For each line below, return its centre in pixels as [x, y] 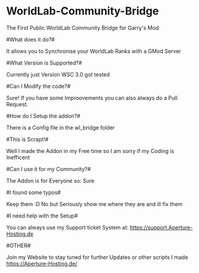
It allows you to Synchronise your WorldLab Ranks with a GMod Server [94, 51]
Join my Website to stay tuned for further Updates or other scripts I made [97, 257]
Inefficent [18, 157]
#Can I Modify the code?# [38, 86]
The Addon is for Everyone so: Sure [51, 180]
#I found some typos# [34, 192]
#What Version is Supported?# [44, 63]
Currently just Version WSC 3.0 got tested [58, 74]
